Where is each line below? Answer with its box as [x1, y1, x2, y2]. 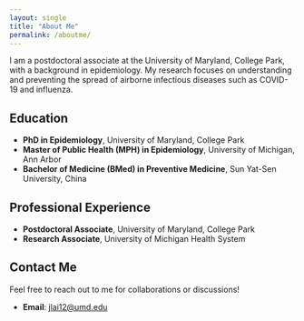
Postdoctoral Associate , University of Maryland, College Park [22, 224, 256, 235]
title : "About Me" [9, 22, 79, 31]
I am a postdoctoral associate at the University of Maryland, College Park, [9, 55, 286, 66]
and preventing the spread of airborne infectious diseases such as [9, 75, 258, 85]
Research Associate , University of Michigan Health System [22, 234, 246, 244]
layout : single [9, 13, 67, 23]
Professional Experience [9, 199, 152, 215]
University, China [22, 174, 87, 185]
